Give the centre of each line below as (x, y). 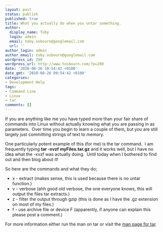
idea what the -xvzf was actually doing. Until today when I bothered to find (81, 154)
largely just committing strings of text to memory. (55, 134)
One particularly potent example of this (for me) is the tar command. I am (79, 144)
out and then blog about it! (32, 159)
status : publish (22, 14)
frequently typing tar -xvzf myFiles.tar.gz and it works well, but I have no (79, 149)
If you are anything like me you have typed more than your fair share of (77, 119)
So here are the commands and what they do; (51, 169)
